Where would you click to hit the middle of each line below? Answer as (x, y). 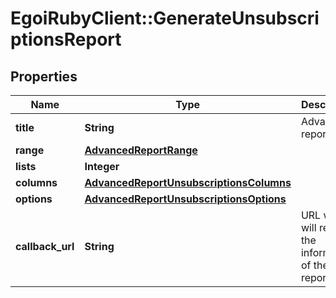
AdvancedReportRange (141, 150)
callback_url (45, 246)
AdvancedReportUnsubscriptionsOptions (185, 199)
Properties (44, 76)
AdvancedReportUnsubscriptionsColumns (188, 182)
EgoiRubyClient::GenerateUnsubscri (165, 18)
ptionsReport (66, 39)
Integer (102, 166)
